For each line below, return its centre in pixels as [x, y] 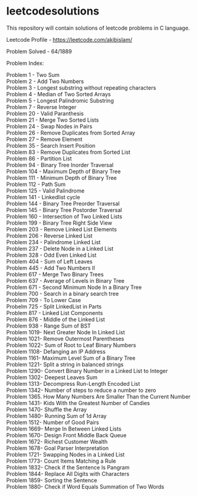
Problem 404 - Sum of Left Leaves [49, 261]
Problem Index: [25, 63]
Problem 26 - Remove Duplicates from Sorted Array [71, 133]
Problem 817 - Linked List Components [55, 312]
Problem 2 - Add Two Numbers [45, 81]
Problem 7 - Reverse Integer [42, 107]
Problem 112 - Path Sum [36, 184]
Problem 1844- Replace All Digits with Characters [68, 474]
